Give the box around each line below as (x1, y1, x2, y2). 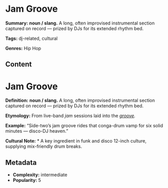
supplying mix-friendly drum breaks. (5, 144, 82, 150)
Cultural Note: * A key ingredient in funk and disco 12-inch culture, (5, 138, 147, 144)
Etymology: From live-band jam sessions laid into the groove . (5, 113, 136, 119)
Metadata (5, 158, 37, 167)
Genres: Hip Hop (5, 45, 41, 51)
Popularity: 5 (12, 177, 41, 183)
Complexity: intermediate (12, 172, 68, 178)
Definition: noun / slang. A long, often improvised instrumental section (5, 98, 155, 104)
